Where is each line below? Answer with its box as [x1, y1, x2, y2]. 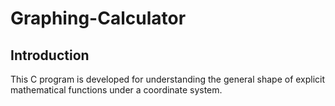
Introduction [10, 47, 90, 64]
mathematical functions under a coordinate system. [10, 84, 223, 96]
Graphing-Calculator [10, 7, 187, 30]
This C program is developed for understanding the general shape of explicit [10, 73, 326, 85]
